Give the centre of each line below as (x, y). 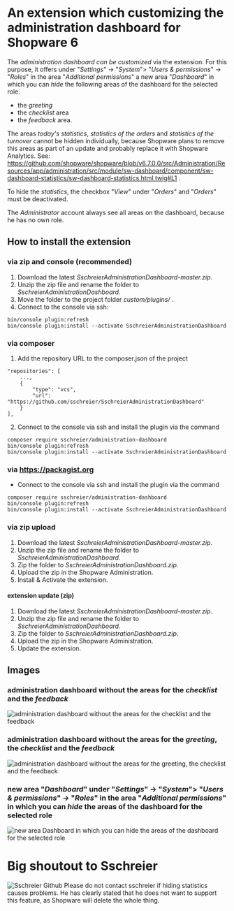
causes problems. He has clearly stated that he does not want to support (112, 893)
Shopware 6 (43, 43)
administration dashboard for (94, 28)
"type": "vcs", (54, 389)
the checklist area (43, 112)
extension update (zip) (41, 596)
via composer (31, 343)
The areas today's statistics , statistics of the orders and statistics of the (111, 133)
